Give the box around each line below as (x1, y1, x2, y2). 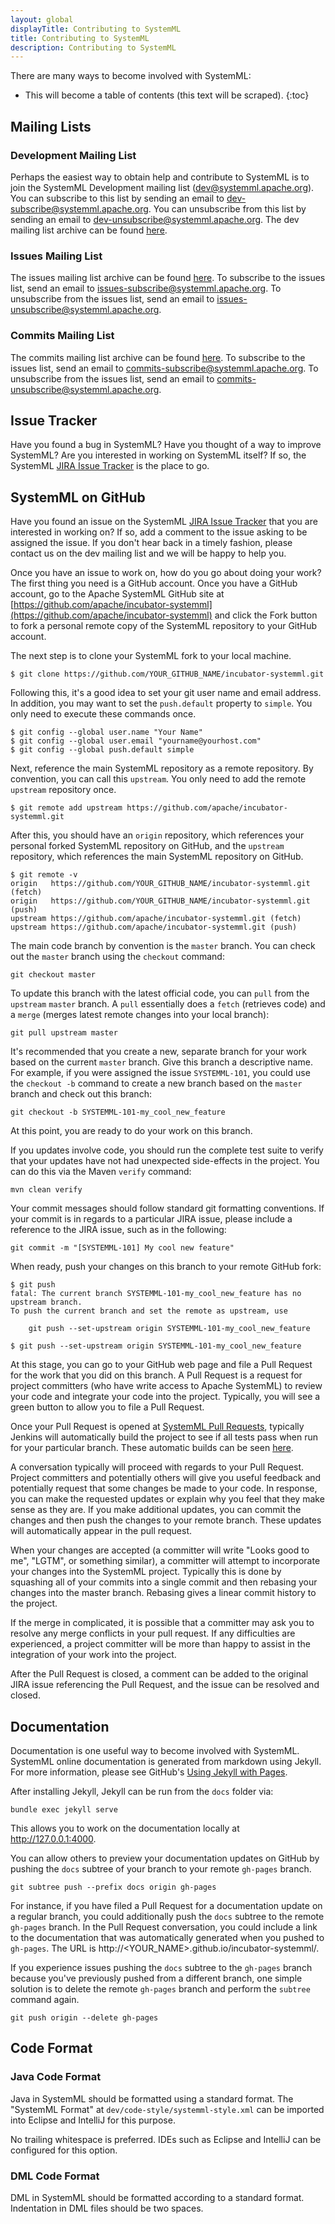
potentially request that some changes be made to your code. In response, (10, 1482, 318, 1495)
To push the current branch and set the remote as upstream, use (10, 1306, 288, 1316)
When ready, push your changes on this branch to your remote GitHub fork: (10, 1261, 322, 1273)
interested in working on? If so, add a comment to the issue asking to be (10, 526, 308, 538)
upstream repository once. (10, 784, 117, 796)
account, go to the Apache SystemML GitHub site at (10, 588, 225, 600)
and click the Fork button (214, 609, 318, 621)
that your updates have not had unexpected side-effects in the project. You (10, 1155, 320, 1167)
